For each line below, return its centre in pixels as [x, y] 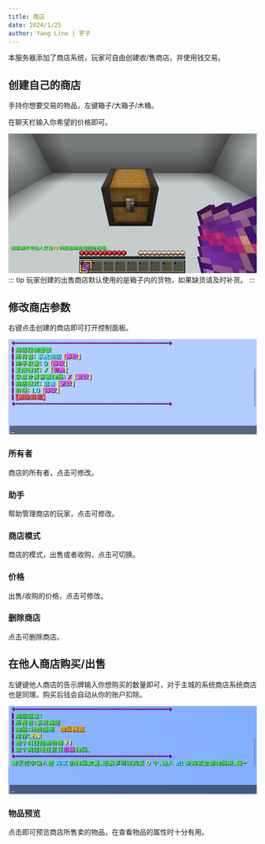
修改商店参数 [39, 307]
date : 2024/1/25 [35, 25]
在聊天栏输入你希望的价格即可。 [60, 122]
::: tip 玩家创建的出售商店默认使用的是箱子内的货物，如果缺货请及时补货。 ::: [132, 280]
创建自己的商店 [45, 85]
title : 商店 [26, 17]
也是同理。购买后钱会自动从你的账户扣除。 [77, 694]
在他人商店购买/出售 [57, 664]
